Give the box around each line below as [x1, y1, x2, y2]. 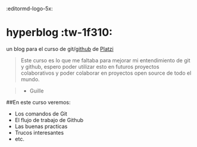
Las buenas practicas [14, 123, 68, 130]
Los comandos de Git [14, 110, 67, 117]
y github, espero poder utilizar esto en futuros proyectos [20, 63, 160, 70]
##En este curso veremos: [6, 98, 71, 106]
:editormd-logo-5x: [6, 5, 53, 12]
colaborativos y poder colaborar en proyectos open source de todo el [20, 69, 192, 76]
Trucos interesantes [14, 129, 64, 136]
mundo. [20, 75, 40, 82]
